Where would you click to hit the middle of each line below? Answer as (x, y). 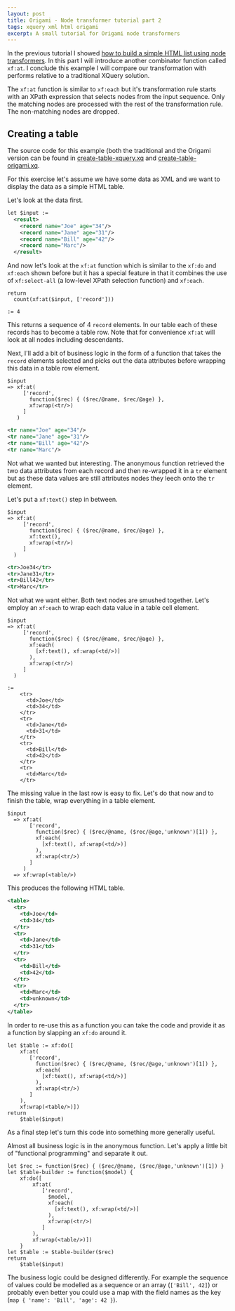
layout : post (26, 14)
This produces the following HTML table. (66, 888)
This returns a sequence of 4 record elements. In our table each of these (112, 325)
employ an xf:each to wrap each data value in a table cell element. (103, 608)
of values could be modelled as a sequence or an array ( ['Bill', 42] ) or (113, 1284)
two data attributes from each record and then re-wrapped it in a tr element (117, 470)
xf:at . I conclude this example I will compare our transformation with (107, 68)
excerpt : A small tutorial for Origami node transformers (94, 33)
